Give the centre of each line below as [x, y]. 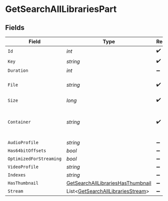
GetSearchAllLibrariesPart [61, 9]
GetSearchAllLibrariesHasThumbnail [109, 183]
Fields [15, 28]
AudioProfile [23, 142]
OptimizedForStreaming [34, 159]
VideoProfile [23, 167]
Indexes [17, 175]
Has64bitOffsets [27, 151]
